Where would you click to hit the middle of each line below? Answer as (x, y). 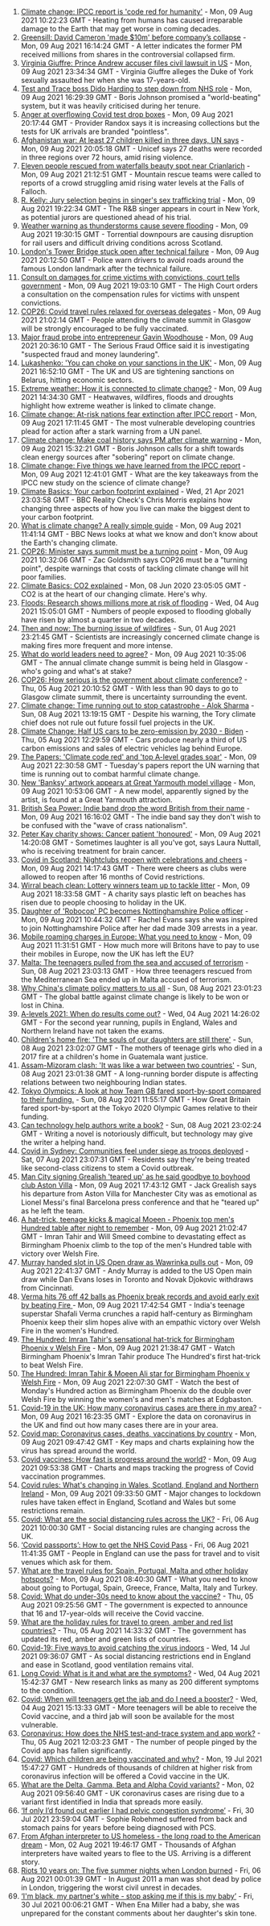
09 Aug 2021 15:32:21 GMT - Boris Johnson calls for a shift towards (132, 448)
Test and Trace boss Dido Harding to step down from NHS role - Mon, (136, 89)
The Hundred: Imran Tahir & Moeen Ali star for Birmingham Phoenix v (135, 1373)
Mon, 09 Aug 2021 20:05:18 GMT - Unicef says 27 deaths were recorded (141, 149)
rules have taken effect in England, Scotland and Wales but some (128, 1502)
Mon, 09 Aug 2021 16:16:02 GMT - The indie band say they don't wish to (141, 817)
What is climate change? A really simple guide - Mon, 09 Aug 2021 (131, 526)
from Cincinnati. (47, 1288)
